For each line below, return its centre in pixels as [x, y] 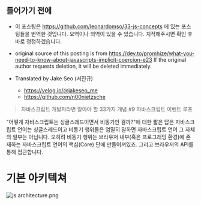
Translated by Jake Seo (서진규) [54, 78]
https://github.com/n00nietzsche [65, 97]
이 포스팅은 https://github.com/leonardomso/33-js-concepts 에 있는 [97, 26]
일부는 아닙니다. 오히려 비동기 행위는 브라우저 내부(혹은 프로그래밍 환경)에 [98, 137]
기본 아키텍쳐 [37, 178]
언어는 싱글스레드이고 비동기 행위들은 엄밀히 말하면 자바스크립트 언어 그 [100, 129]
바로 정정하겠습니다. [38, 41]
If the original [170, 59]
